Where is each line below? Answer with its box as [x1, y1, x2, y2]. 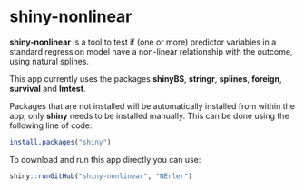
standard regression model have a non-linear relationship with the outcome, [9, 45, 293, 56]
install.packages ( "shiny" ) [9, 137, 112, 146]
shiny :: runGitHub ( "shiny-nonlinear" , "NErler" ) [9, 171, 193, 181]
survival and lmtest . [9, 83, 86, 94]
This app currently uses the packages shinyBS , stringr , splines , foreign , [9, 73, 282, 84]
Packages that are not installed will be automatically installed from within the [9, 100, 295, 111]
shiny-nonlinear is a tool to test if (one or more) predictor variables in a [9, 36, 277, 47]
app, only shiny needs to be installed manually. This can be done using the [9, 110, 289, 121]
